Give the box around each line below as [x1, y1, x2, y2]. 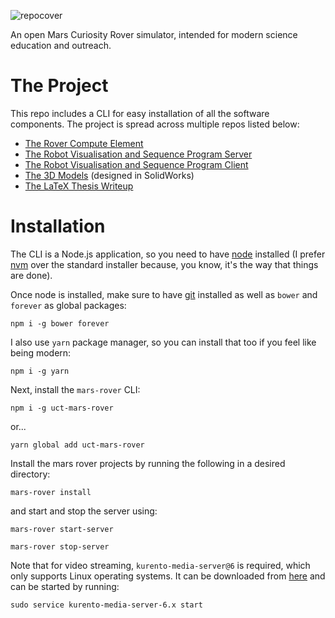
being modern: [10, 346, 72, 359]
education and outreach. [10, 40, 112, 51]
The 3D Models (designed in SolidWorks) [24, 169, 195, 181]
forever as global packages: [10, 299, 127, 311]
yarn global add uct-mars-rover [10, 440, 145, 450]
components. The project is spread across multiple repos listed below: [10, 118, 300, 130]
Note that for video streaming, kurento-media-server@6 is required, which [10, 559, 311, 571]
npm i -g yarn [10, 366, 70, 376]
